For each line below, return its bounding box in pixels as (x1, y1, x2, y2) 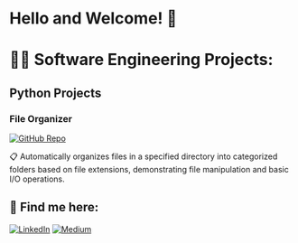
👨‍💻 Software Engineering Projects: (9, 50, 274, 70)
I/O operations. (9, 173, 65, 184)
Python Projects (9, 85, 102, 100)
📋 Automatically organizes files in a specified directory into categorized (9, 151, 278, 162)
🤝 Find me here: (9, 200, 99, 215)
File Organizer (9, 112, 72, 125)
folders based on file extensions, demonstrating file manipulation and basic (9, 164, 289, 175)
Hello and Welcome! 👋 (9, 8, 178, 29)
